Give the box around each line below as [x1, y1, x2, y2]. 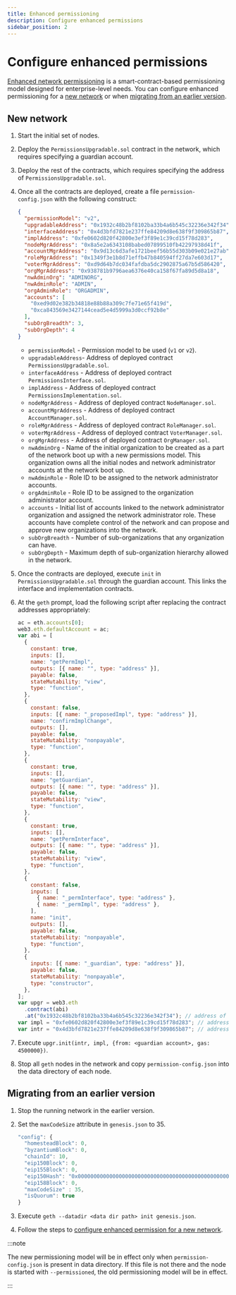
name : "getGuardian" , [30, 777, 94, 784]
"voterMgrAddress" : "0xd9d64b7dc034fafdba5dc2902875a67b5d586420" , [24, 261, 227, 268]
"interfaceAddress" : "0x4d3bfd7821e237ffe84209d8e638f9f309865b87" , [24, 228, 230, 235]
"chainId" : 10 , [24, 1153, 69, 1160]
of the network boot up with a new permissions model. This [27, 451, 201, 459]
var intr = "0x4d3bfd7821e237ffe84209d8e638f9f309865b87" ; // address [17, 1026, 230, 1033]
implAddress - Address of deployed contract [27, 383, 156, 391]
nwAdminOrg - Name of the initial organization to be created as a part [27, 443, 225, 451]
